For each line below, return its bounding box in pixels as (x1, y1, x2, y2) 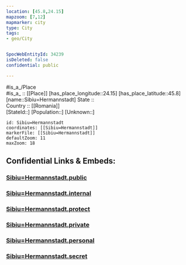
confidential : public (6, 62, 59, 68)
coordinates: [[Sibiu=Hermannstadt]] (6, 125, 98, 130)
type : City (6, 25, 33, 31)
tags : (6, 30, 19, 36)
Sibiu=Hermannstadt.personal (6, 236, 95, 245)
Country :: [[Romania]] (6, 102, 60, 109)
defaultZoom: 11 (6, 135, 46, 141)
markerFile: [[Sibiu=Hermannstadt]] (6, 130, 95, 136)
